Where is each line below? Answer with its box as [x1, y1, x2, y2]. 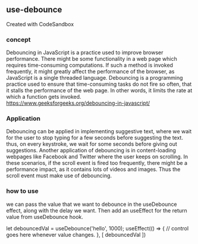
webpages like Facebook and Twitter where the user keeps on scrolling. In [6, 153, 188, 160]
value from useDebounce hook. [6, 213, 83, 220]
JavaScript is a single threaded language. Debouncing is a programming [6, 74, 183, 82]
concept [6, 35, 31, 43]
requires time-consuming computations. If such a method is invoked [6, 62, 174, 69]
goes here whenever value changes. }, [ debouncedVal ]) [6, 231, 146, 238]
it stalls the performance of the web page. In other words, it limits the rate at [6, 87, 193, 94]
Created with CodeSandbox [6, 20, 74, 27]
